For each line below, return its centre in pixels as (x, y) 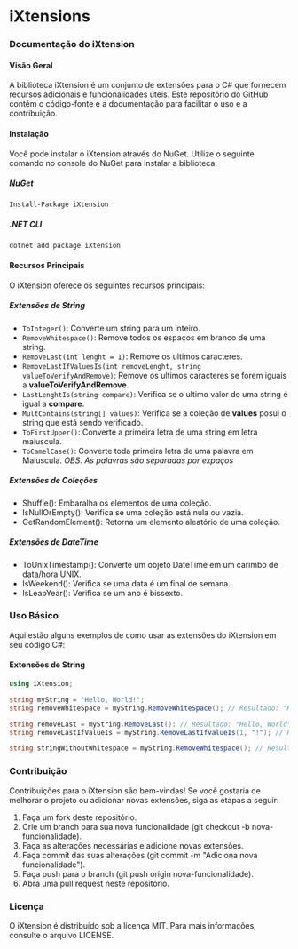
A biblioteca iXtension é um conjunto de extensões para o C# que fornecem (148, 85)
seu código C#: (37, 644)
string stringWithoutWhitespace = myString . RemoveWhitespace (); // (137, 748)
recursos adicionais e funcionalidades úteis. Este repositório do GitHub (139, 94)
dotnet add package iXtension (65, 246)
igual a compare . (53, 403)
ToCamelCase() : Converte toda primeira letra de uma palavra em (137, 451)
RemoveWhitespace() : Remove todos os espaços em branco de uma (144, 337)
